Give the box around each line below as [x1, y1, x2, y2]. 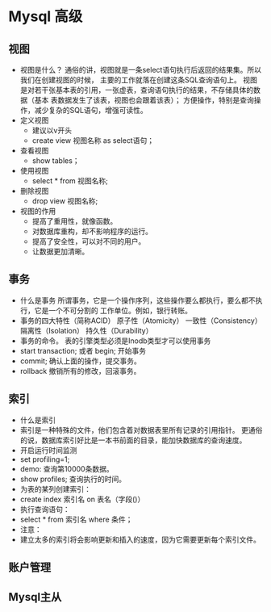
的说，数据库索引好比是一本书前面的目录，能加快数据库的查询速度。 [19, 435, 247, 445]
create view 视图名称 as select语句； [31, 136, 155, 145]
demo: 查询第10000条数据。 [19, 463, 115, 473]
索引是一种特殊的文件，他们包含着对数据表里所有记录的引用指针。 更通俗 [19, 425, 263, 434]
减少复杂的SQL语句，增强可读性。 [34, 106, 148, 115]
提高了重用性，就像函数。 [31, 216, 118, 226]
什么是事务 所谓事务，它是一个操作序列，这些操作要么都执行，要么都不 [19, 296, 256, 305]
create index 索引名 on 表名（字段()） [19, 494, 145, 504]
